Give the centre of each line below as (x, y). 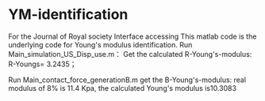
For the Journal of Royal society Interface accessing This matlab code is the (132, 36)
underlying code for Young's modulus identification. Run (100, 44)
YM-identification (68, 15)
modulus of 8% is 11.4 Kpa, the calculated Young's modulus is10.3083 (122, 88)
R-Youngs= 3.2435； (42, 64)
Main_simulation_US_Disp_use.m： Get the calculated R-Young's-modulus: (130, 54)
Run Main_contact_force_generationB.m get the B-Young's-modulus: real (127, 80)
